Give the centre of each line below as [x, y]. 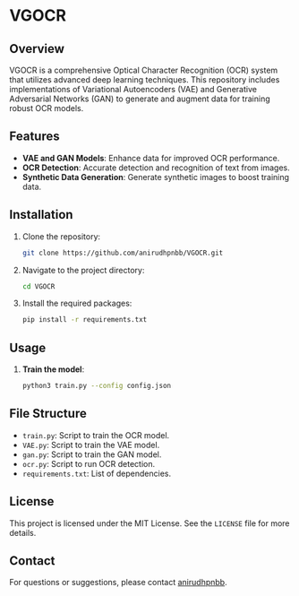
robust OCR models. [47, 108]
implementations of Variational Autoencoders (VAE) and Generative [133, 89]
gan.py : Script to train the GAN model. [92, 454]
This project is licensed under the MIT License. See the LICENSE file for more [149, 523]
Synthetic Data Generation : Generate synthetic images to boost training [155, 177]
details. [23, 532]
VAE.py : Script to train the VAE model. [91, 445]
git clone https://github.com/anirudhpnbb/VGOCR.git [123, 253]
